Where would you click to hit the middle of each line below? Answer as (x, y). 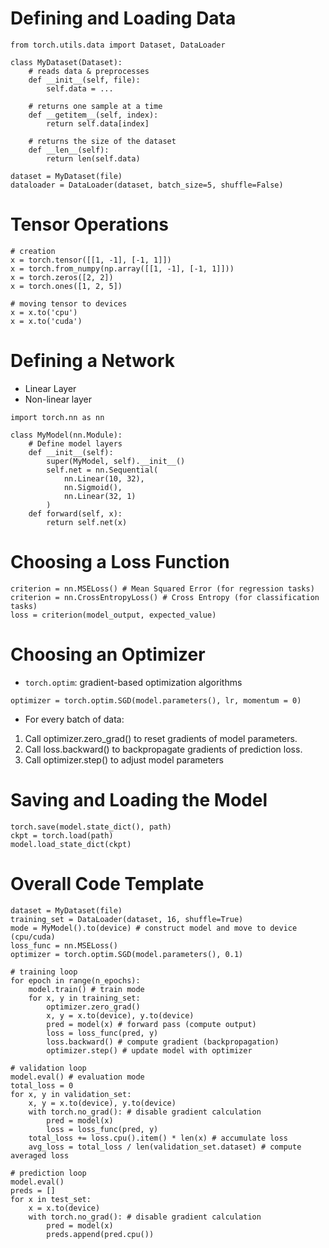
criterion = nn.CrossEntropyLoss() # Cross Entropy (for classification (165, 597)
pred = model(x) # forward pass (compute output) (151, 1024)
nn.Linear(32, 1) (100, 496)
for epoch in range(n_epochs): (75, 980)
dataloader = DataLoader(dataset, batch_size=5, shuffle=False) (147, 185)
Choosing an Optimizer (108, 654)
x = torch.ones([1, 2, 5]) (66, 286)
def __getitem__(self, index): (93, 115)
